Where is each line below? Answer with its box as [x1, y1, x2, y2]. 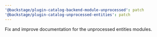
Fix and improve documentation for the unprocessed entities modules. [5, 26, 152, 32]
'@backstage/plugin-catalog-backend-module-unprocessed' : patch [5, 7, 144, 13]
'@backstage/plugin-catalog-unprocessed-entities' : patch [5, 12, 130, 17]
